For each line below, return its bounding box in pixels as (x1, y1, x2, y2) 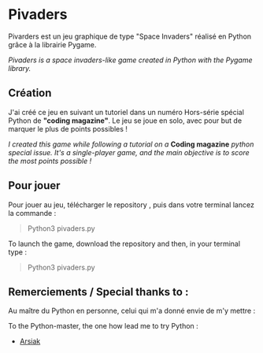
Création (8, 87, 52, 100)
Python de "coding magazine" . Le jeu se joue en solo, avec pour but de (8, 116, 243, 125)
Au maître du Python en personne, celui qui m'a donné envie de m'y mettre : (8, 306, 256, 316)
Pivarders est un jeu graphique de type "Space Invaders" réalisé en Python (8, 32, 252, 41)
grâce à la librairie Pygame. (8, 39, 97, 49)
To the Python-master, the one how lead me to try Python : (8, 321, 198, 331)
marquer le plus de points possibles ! (8, 124, 128, 133)
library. (8, 63, 31, 72)
